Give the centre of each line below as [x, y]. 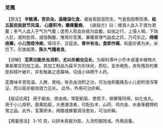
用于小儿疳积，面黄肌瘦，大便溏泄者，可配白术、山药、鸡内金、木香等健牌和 [81, 105]
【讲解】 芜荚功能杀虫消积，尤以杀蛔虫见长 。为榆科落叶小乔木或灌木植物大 [81, 60]
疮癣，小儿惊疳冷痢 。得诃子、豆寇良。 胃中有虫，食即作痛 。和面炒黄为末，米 [81, 43]
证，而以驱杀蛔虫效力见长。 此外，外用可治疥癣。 [55, 88]
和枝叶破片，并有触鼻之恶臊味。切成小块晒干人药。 [60, 72]
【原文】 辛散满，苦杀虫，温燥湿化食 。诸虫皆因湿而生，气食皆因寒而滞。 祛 [81, 19]
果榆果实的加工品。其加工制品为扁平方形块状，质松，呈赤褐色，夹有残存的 [79, 66]
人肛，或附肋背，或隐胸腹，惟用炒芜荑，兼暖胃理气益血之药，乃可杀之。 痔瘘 [81, 37]
